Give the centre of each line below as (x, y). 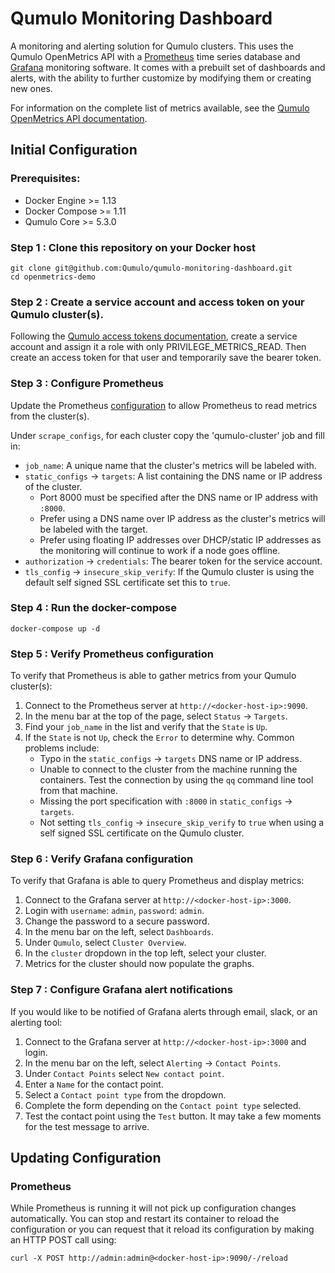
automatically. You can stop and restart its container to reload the (145, 1219)
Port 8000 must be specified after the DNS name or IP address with (179, 497)
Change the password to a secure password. (117, 921)
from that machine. (78, 791)
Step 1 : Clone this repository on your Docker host (133, 247)
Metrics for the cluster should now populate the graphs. (139, 964)
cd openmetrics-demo (53, 277)
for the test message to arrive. (87, 1126)
